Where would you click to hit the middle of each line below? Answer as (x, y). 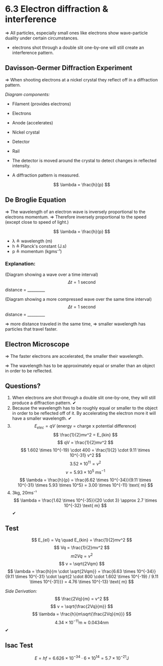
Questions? (23, 386)
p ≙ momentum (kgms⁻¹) (37, 251)
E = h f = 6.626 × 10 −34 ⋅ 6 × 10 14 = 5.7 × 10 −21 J (82, 658)
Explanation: (20, 264)
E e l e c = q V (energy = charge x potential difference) (85, 427)
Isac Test (19, 645)
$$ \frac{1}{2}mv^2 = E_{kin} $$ (85, 435)
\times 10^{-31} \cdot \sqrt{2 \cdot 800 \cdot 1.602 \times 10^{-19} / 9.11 (87, 577)
